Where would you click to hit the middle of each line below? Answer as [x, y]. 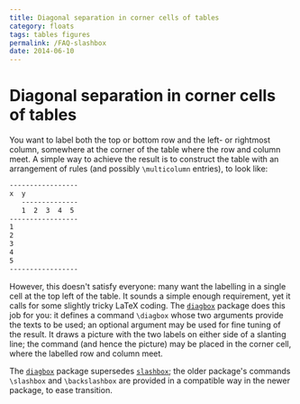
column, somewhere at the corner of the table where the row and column [145, 150]
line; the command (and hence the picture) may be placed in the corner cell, [150, 344]
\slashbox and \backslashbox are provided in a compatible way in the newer [150, 381]
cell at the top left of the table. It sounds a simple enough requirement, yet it [150, 296]
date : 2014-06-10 [42, 51]
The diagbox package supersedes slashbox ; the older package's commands [150, 371]
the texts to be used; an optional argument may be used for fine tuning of [145, 325]
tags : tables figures [50, 34]
